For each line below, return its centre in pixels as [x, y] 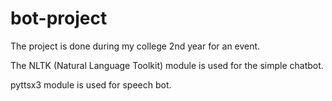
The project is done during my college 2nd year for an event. [135, 46]
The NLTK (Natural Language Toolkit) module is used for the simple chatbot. [167, 65]
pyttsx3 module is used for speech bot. [91, 84]
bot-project [59, 18]
